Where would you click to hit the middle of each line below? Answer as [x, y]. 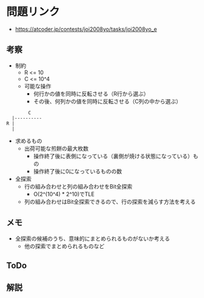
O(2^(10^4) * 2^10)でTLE [64, 194]
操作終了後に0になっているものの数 [78, 171]
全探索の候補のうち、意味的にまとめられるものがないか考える [93, 238]
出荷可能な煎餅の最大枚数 [56, 148]
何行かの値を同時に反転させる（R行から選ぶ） [91, 94]
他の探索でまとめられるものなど [64, 246]
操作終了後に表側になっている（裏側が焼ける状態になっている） [113, 156]
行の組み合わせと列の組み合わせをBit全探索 [78, 186]
